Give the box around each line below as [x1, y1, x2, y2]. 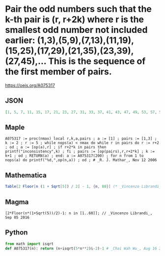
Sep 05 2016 [5, 215, 29, 220]
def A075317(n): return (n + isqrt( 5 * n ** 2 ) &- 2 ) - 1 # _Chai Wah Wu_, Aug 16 [5, 246, 157, 251]
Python [5, 228, 28, 237]
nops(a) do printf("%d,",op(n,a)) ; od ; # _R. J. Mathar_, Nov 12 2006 [5, 158, 157, 163]
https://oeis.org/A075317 [5, 82, 55, 88]
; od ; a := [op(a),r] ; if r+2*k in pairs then [5, 145, 107, 150]
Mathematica [5, 171, 47, 179]
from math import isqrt [5, 241, 54, 246]
